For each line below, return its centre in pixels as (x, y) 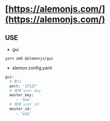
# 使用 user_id (24, 104)
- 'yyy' (24, 113)
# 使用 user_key (25, 91)
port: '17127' (24, 86)
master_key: (22, 95)
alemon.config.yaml (32, 68)
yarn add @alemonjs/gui (29, 59)
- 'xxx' (24, 100)
